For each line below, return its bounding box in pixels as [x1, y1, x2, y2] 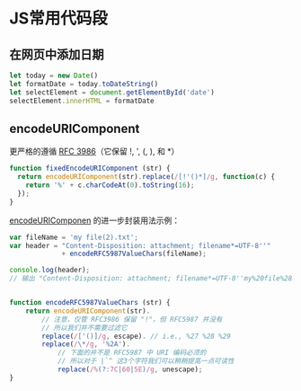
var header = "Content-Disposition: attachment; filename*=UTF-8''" [9, 241, 271, 250]
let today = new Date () [9, 71, 99, 80]
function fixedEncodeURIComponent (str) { [9, 164, 171, 173]
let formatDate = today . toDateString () [9, 79, 159, 88]
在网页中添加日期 [9, 47, 104, 62]
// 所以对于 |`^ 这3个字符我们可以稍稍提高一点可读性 [57, 357, 235, 366]
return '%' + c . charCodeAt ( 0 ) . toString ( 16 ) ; [25, 181, 195, 190]
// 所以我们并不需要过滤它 [41, 323, 128, 333]
